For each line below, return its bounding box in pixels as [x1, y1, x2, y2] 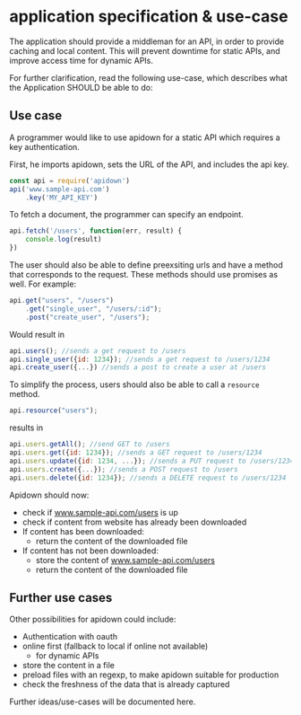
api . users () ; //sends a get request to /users [9, 346, 186, 356]
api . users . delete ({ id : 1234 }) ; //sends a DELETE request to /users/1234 [9, 473, 287, 482]
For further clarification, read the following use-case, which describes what [9, 72, 288, 83]
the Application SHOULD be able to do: [9, 82, 153, 93]
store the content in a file [21, 660, 115, 671]
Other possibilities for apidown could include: [9, 613, 176, 625]
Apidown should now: [9, 490, 90, 500]
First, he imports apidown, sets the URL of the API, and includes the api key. [9, 159, 289, 170]
